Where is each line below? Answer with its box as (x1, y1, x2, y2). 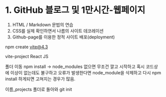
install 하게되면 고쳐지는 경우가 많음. (5, 76, 76, 82)
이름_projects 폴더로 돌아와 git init (5, 86, 72, 92)
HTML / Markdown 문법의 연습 (12, 22, 74, 28)
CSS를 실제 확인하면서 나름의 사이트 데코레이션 (12, 28, 104, 33)
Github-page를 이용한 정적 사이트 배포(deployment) (12, 34, 115, 40)
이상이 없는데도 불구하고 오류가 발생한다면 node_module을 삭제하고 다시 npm (10, 69, 162, 75)
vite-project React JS (5, 53, 49, 59)
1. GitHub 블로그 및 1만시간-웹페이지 (5, 4, 146, 16)
